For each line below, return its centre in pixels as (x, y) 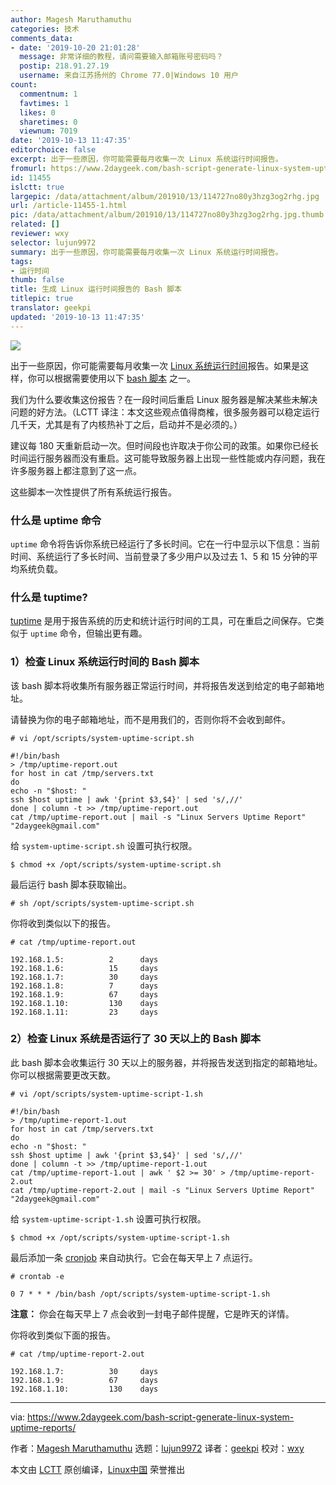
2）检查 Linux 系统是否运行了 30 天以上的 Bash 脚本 (136, 1039)
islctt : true (37, 187)
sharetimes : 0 (48, 122)
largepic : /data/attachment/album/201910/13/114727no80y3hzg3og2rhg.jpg (165, 196)
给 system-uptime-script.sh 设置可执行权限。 (104, 845)
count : (24, 85)
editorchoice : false (53, 150)
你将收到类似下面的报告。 (63, 1335)
